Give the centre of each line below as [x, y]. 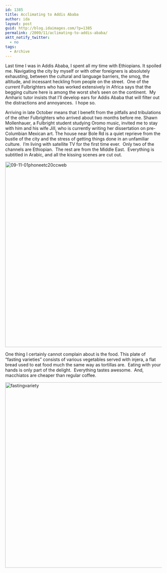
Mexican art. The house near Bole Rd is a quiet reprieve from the [94, 133]
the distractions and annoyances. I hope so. [50, 103]
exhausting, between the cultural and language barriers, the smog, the [77, 76]
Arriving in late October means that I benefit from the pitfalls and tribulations [83, 112]
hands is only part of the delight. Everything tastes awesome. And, [75, 370]
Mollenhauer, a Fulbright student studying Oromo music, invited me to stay [82, 123]
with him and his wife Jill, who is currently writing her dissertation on [75, 128]
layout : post [19, 24]
